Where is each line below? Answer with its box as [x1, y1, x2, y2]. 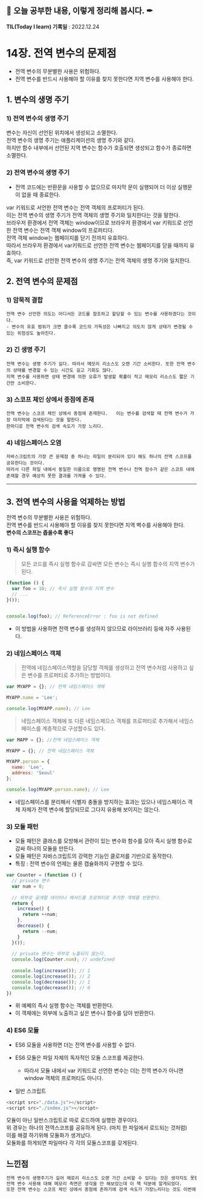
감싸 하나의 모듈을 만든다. [14, 845, 76, 852]
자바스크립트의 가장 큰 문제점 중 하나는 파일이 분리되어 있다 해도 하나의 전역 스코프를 [6, 453, 192, 460]
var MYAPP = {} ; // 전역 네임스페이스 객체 [6, 683, 105, 690]
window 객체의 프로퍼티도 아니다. [24, 1074, 104, 1082]
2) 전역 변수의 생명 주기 [6, 168, 70, 177]
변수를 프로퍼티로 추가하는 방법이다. [27, 671, 112, 679]
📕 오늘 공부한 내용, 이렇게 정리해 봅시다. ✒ [6, 5, 153, 16]
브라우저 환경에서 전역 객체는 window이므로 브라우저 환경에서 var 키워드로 [6, 219, 182, 226]
